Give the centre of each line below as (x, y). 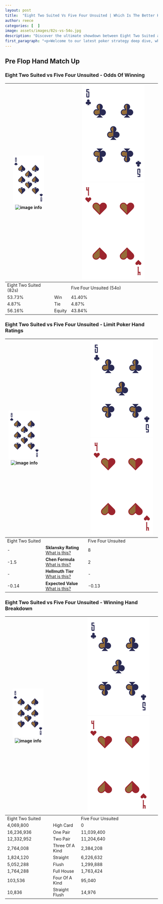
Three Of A (64, 846)
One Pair (62, 832)
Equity (60, 311)
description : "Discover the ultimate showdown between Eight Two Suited (80, 36)
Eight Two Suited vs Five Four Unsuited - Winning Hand (72, 603)
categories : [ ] (23, 26)
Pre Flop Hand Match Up (42, 61)
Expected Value (62, 583)
